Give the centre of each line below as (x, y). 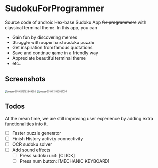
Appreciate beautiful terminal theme (49, 58)
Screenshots (25, 79)
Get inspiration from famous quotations (52, 47)
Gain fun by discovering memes (45, 37)
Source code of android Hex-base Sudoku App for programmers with (76, 22)
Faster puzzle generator (37, 133)
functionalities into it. (26, 124)
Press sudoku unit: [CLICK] (47, 155)
